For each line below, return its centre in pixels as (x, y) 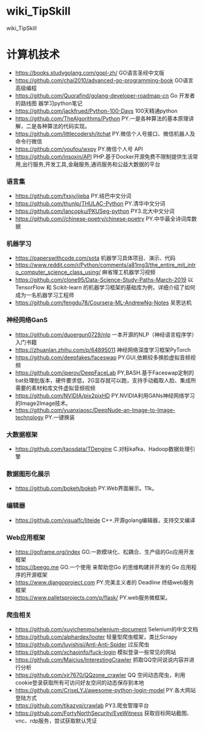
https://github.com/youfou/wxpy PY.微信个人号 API (79, 149)
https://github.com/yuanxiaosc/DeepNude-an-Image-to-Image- (95, 410)
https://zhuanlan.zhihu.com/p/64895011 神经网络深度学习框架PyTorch (103, 349)
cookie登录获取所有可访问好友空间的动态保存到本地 (79, 683)
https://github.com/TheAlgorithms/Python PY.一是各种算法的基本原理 (102, 118)
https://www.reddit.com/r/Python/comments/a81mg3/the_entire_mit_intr (105, 265)
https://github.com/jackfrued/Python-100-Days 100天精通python (96, 110)
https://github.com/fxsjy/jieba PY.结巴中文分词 (73, 196)
